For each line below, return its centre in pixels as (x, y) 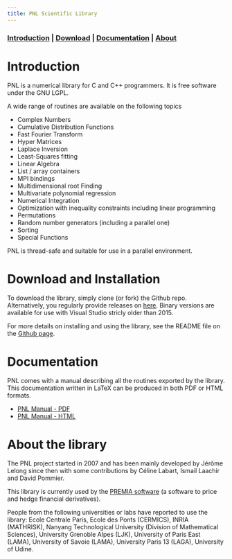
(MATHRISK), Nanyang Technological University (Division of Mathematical (113, 527)
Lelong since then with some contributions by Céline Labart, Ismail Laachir (114, 471)
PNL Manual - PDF (44, 409)
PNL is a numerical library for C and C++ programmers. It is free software (112, 86)
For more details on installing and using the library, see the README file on (114, 326)
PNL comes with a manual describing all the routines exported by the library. (116, 381)
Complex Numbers (44, 120)
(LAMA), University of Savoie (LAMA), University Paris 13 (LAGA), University (115, 542)
